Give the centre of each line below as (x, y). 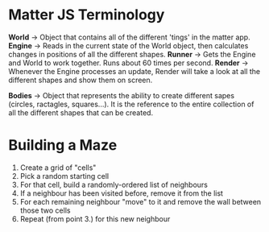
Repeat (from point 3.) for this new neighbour (95, 218)
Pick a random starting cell (64, 176)
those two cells (45, 210)
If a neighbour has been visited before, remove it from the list (122, 193)
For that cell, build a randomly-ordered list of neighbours (114, 184)
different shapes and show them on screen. (81, 80)
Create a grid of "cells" (58, 168)
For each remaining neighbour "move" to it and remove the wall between (141, 201)
